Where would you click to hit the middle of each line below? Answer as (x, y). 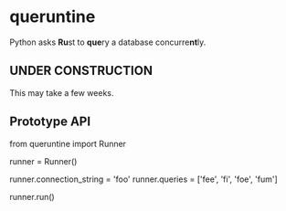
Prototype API (50, 122)
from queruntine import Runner (68, 143)
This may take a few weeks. (62, 92)
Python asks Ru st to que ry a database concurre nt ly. (108, 42)
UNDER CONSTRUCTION (81, 71)
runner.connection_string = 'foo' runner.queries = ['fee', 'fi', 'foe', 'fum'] (143, 179)
